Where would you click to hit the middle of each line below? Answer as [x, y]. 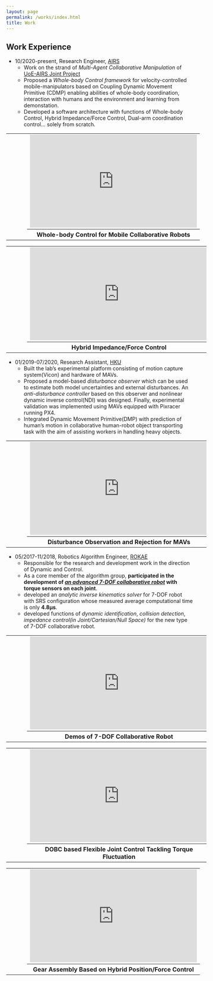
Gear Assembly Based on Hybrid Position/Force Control [113, 970]
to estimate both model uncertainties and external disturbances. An [106, 388]
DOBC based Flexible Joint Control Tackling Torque [119, 849]
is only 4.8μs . [40, 607]
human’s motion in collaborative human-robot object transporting [103, 426]
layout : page [22, 12]
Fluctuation [119, 857]
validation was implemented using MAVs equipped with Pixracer [102, 407]
